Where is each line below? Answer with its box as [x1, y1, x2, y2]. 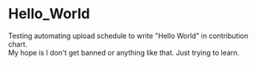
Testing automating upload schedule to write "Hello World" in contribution [8, 31, 249, 40]
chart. [8, 39, 28, 48]
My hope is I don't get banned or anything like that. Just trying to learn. [8, 48, 239, 57]
